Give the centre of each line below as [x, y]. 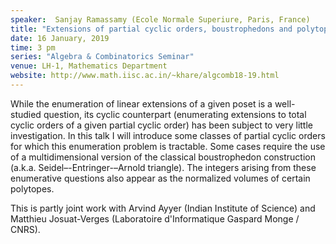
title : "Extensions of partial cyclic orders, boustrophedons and [151, 29]
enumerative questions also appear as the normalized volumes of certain [160, 178]
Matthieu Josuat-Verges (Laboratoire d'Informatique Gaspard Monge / [155, 218]
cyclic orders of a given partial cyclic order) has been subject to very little [161, 125]
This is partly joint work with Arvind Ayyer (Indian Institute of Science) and [163, 208]
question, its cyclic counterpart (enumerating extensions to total [175, 114]
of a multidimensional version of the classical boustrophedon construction [163, 157]
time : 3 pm [33, 47]
